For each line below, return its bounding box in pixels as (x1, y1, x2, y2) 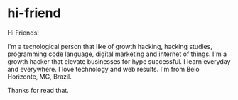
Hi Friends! (7, 28, 39, 37)
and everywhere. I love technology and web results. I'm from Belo (7, 65, 200, 73)
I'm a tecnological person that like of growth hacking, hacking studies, (7, 42, 213, 50)
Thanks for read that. (7, 86, 69, 94)
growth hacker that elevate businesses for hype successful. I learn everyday (7, 57, 231, 65)
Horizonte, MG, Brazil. (7, 72, 72, 81)
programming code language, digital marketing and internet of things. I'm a (7, 50, 227, 58)
